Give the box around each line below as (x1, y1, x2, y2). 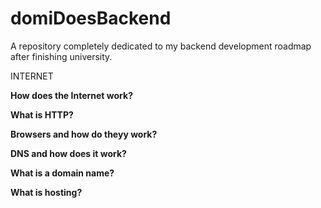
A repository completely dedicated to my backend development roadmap (10, 40, 312, 52)
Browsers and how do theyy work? (10, 128, 158, 140)
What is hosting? (10, 186, 83, 198)
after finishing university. (10, 50, 113, 62)
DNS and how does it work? (10, 147, 127, 159)
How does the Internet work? (10, 89, 133, 101)
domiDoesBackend (10, 7, 172, 30)
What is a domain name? (10, 167, 115, 179)
